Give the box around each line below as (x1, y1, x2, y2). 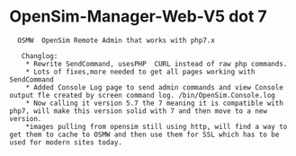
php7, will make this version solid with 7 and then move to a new (9, 106, 268, 116)
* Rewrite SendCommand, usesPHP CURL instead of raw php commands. (25, 59, 288, 68)
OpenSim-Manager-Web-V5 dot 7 (9, 6, 267, 27)
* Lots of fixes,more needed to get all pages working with (25, 67, 256, 76)
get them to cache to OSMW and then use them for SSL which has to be (9, 130, 280, 139)
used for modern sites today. (9, 137, 123, 147)
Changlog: (21, 51, 58, 60)
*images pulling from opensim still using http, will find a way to (25, 122, 288, 131)
